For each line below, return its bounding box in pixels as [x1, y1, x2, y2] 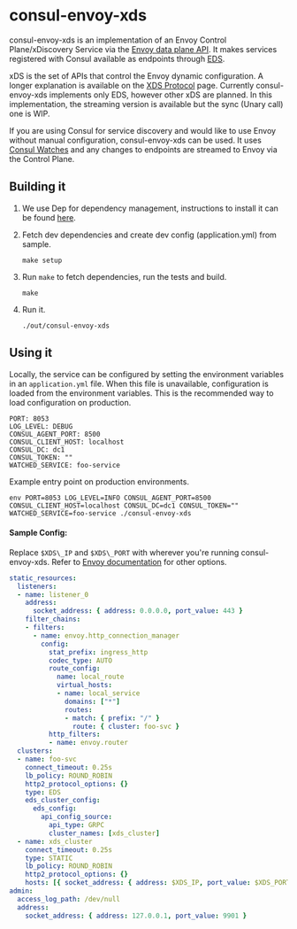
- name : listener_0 [17, 590, 89, 599]
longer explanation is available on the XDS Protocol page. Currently [9, 80, 255, 90]
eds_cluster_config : [25, 796, 101, 805]
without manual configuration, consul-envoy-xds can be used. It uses [9, 135, 263, 145]
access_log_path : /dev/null [17, 894, 121, 903]
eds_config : [32, 804, 77, 813]
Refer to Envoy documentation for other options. [51, 556, 227, 567]
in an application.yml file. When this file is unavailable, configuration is [9, 378, 270, 389]
